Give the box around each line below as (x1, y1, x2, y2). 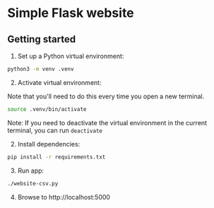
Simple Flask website (7, 5, 134, 21)
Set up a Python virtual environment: (17, 52, 124, 60)
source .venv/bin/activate (7, 105, 87, 112)
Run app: (17, 166, 44, 175)
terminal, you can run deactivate (7, 126, 103, 134)
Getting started (7, 33, 76, 45)
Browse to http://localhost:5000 (17, 192, 111, 201)
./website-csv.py (7, 180, 59, 187)
